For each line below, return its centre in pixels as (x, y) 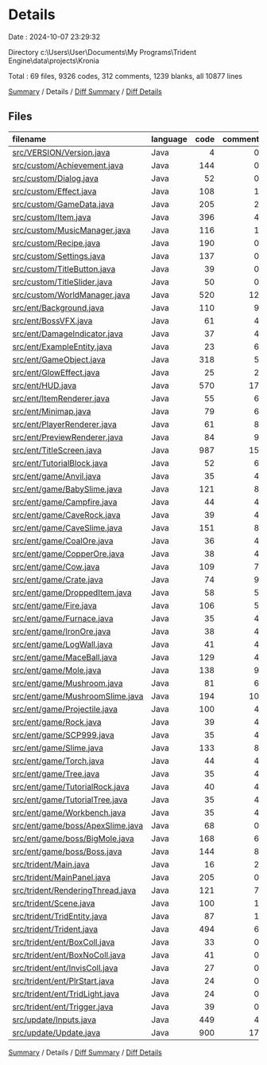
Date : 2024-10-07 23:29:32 (54, 37)
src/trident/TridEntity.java (60, 916)
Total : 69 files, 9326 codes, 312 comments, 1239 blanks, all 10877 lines (125, 76)
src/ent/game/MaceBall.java (65, 657)
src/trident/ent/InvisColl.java (65, 968)
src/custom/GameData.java (63, 204)
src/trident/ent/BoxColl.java (64, 942)
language (169, 139)
